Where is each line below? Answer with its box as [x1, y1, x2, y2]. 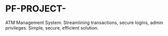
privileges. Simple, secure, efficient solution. [5, 24, 99, 30]
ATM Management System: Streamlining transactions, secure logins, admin [5, 19, 163, 25]
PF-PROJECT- [5, 3, 66, 14]
